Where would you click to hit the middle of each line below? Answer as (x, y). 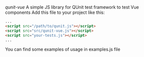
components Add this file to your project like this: (55, 12)
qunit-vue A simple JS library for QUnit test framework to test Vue (72, 7)
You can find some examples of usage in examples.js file (63, 50)
